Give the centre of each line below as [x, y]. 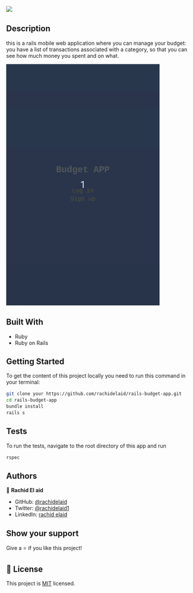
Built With [25, 322]
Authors [22, 476]
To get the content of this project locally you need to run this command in [96, 376]
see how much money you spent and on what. [63, 55]
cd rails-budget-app [32, 400]
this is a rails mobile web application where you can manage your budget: [96, 43]
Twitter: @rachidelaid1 [42, 508]
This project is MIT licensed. [41, 583]
